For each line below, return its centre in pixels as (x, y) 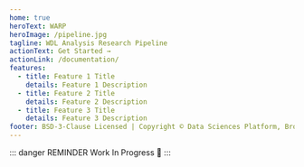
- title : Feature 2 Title (66, 93)
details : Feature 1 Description (86, 85)
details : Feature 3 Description (86, 118)
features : (28, 69)
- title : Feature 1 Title (66, 77)
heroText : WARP (38, 26)
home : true (30, 18)
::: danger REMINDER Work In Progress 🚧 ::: (90, 153)
